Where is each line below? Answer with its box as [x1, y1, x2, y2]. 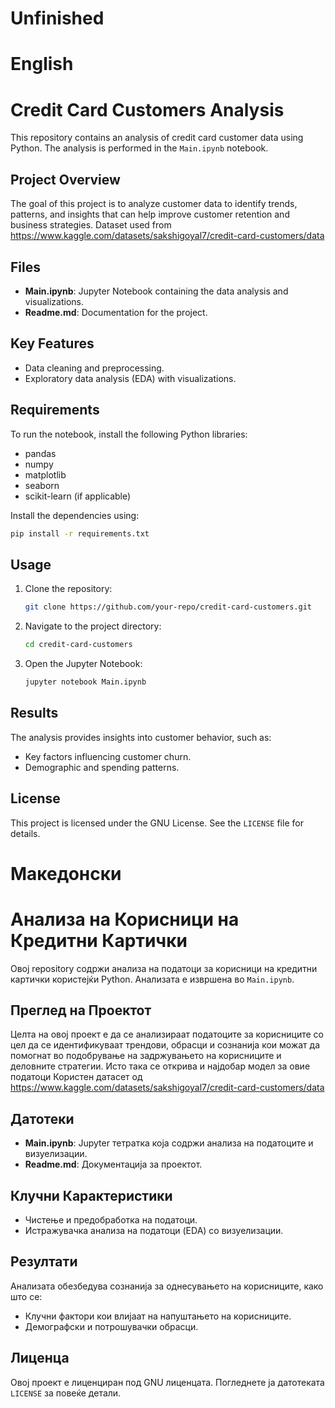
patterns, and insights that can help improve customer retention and [10, 208, 290, 221]
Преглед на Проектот [10, 1002, 152, 1019]
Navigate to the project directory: [24, 620, 162, 632]
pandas [24, 447, 57, 459]
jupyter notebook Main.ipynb [24, 677, 147, 687]
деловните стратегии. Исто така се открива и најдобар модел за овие [10, 1060, 311, 1072]
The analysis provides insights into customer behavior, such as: [10, 731, 272, 743]
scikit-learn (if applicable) [24, 490, 132, 502]
